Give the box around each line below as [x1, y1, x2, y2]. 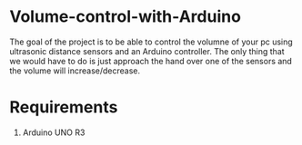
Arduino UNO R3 [22, 127, 86, 138]
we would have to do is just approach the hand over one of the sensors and [9, 55, 293, 66]
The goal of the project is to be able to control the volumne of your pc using [9, 36, 293, 47]
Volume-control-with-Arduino [9, 6, 241, 27]
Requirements [9, 97, 118, 118]
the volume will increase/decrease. [9, 65, 141, 76]
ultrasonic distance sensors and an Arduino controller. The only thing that [9, 45, 285, 56]
